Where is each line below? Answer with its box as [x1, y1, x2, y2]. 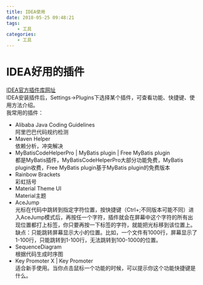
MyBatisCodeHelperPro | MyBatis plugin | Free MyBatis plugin [15, 149, 170, 156]
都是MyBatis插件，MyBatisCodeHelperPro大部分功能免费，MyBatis [15, 156, 184, 164]
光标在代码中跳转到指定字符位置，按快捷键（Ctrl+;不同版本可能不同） [15, 206, 189, 213]
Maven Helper [15, 135, 51, 142]
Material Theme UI [15, 184, 62, 192]
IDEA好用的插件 [6, 65, 85, 79]
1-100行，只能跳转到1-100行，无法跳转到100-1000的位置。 [15, 236, 162, 243]
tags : [6, 20, 20, 26]
